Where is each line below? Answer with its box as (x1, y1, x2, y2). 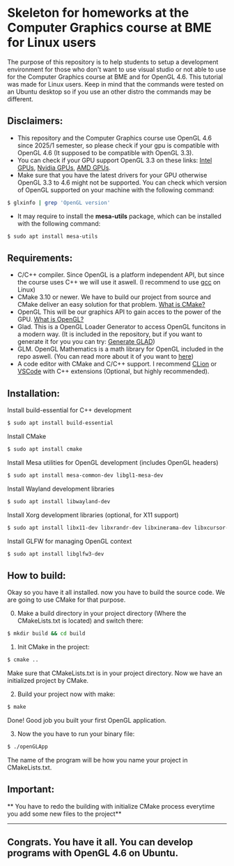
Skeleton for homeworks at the (7, 5, 189, 21)
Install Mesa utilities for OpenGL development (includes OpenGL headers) (7, 458, 219, 466)
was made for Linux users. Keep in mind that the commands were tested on (7, 80, 224, 88)
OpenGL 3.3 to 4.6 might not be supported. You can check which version (17, 178, 227, 187)
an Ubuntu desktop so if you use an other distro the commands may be (7, 87, 212, 96)
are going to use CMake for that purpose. (7, 596, 126, 604)
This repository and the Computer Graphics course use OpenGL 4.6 (17, 133, 212, 142)
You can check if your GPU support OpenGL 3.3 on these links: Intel (17, 156, 212, 164)
